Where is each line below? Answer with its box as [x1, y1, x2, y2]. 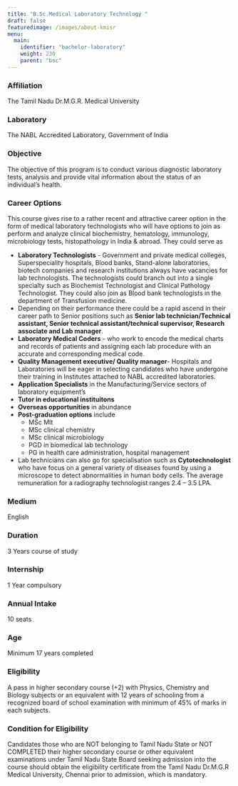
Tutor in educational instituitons [17, 394, 115, 404]
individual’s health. [7, 180, 62, 189]
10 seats [7, 615, 32, 624]
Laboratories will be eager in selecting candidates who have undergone [17, 364, 228, 373]
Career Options [7, 198, 62, 208]
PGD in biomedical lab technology [28, 440, 128, 449]
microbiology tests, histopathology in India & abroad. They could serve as [7, 237, 223, 245]
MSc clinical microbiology [28, 433, 105, 442]
